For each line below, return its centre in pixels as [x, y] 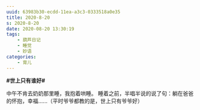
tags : [13, 34]
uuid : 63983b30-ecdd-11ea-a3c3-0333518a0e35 [63, 12]
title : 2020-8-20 [28, 18]
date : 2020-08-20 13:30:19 [40, 29]
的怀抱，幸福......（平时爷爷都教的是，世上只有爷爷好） [75, 101]
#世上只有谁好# [26, 80]
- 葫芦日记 [29, 40]
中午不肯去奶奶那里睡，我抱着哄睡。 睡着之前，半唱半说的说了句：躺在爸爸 [100, 93]
